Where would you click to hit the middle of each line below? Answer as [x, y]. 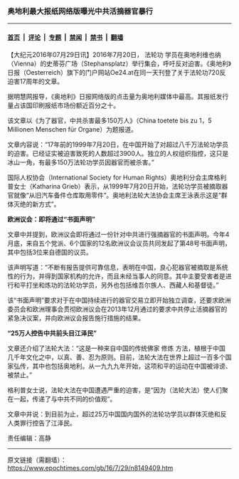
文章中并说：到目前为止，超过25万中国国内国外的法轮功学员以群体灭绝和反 [117, 414]
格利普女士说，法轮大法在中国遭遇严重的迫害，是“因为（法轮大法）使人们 [115, 390]
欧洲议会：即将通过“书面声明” [52, 219]
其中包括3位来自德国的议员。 [50, 252]
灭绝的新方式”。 [37, 204]
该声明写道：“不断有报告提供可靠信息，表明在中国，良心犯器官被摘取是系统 [118, 267]
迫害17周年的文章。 [36, 81]
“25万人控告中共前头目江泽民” [52, 333]
